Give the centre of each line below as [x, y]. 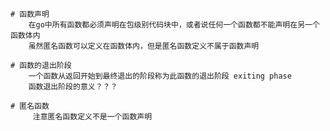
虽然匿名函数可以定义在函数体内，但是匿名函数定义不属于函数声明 [144, 46]
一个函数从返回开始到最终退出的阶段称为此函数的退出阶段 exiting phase [160, 76]
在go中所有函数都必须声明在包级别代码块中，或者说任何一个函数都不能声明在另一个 [174, 25]
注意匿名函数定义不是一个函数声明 [92, 117]
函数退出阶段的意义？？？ [73, 87]
